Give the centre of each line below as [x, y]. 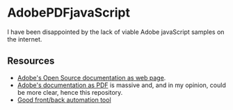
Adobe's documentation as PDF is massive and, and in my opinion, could [121, 85]
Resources [31, 61]
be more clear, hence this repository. [70, 92]
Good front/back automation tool [64, 100]
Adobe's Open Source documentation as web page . [91, 77]
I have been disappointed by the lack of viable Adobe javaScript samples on [116, 32]
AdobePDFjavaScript [69, 13]
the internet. [25, 39]
